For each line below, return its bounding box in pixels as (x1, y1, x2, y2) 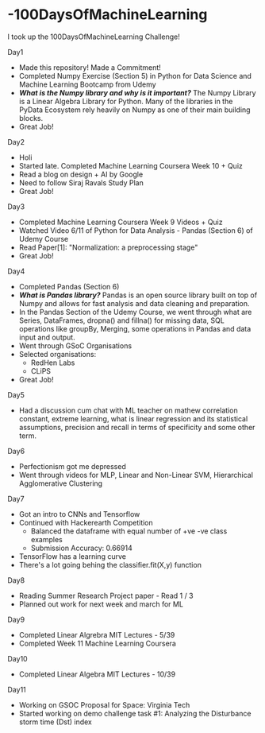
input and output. (18, 332, 76, 342)
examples (30, 534, 63, 544)
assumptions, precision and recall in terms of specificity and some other (18, 422, 255, 432)
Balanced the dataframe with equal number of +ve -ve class (30, 526, 228, 536)
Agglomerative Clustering (18, 479, 103, 488)
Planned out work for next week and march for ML (18, 599, 184, 609)
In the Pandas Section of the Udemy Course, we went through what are (18, 307, 252, 316)
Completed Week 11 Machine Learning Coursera (18, 638, 176, 648)
